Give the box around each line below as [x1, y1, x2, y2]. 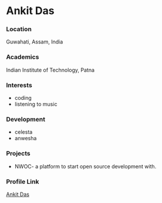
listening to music [14, 101, 58, 108]
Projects [6, 150, 31, 158]
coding [14, 94, 32, 101]
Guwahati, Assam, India [6, 38, 63, 45]
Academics [6, 53, 39, 61]
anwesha [14, 135, 37, 142]
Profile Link [6, 177, 39, 185]
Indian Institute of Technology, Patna [6, 66, 95, 73]
